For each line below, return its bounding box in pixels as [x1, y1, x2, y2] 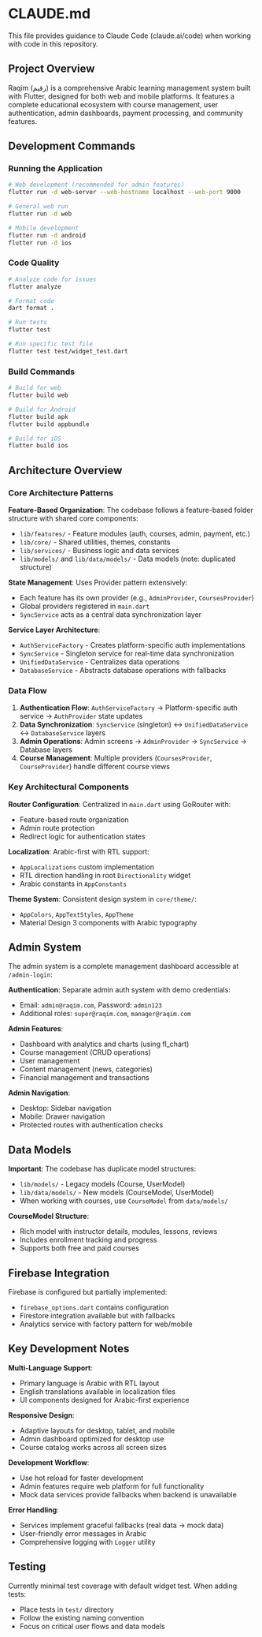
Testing [8, 1560, 46, 1574]
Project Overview [8, 62, 95, 76]
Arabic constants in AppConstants [19, 879, 127, 888]
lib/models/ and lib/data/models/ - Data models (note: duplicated [19, 554, 236, 563]
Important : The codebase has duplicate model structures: [8, 1164, 197, 1174]
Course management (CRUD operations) [19, 1048, 151, 1057]
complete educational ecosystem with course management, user [8, 99, 219, 109]
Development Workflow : [8, 1457, 90, 1467]
